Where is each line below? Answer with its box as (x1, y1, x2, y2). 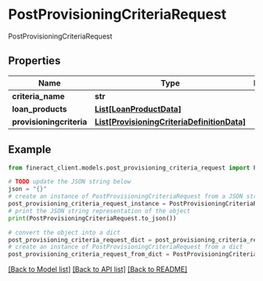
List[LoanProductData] (94, 104, 182, 115)
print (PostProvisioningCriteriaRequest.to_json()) (8, 214, 177, 222)
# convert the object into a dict (8, 228, 121, 236)
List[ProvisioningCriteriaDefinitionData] (94, 116, 247, 127)
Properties (8, 54, 61, 68)
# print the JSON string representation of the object (8, 206, 191, 215)
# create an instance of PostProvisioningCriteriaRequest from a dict (8, 243, 243, 251)
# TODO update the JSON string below (8, 178, 131, 186)
